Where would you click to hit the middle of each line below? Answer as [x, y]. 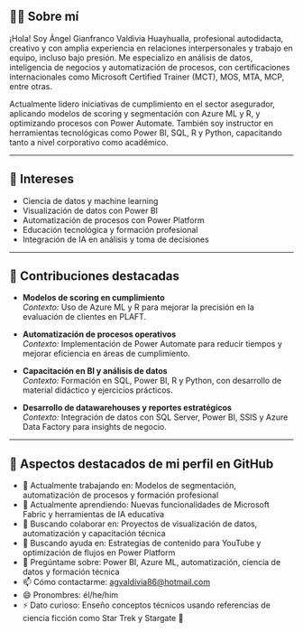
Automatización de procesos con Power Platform [113, 220]
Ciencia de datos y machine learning [90, 200]
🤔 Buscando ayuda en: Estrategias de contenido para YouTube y [142, 544]
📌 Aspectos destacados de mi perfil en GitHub [142, 464]
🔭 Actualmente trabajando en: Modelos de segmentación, [129, 486]
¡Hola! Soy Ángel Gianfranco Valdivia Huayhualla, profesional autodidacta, [147, 38]
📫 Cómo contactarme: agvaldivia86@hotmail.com [116, 582]
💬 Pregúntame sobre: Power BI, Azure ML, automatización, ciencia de [151, 562]
